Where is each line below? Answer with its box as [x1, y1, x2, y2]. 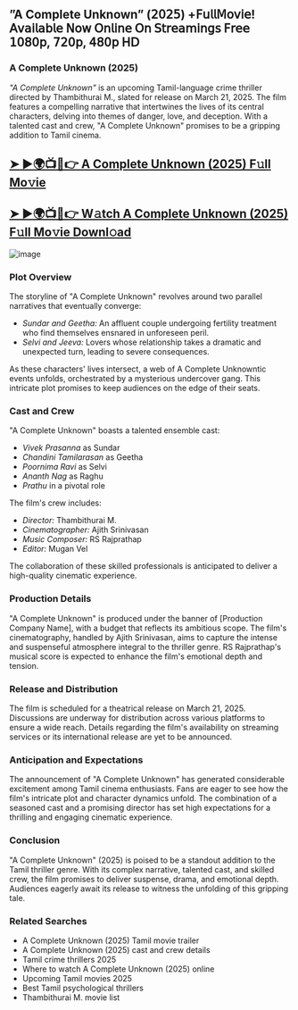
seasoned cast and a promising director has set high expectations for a [9, 803, 271, 814]
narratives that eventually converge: [9, 301, 142, 312]
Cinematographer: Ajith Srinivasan [21, 524, 149, 535]
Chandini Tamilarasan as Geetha [21, 452, 144, 463]
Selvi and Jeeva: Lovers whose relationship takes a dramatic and [21, 337, 261, 347]
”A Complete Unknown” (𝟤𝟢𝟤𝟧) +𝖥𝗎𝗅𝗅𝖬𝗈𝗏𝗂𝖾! [9, 7, 256, 22]
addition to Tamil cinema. [9, 129, 102, 140]
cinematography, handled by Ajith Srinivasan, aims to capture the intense [9, 631, 278, 642]
